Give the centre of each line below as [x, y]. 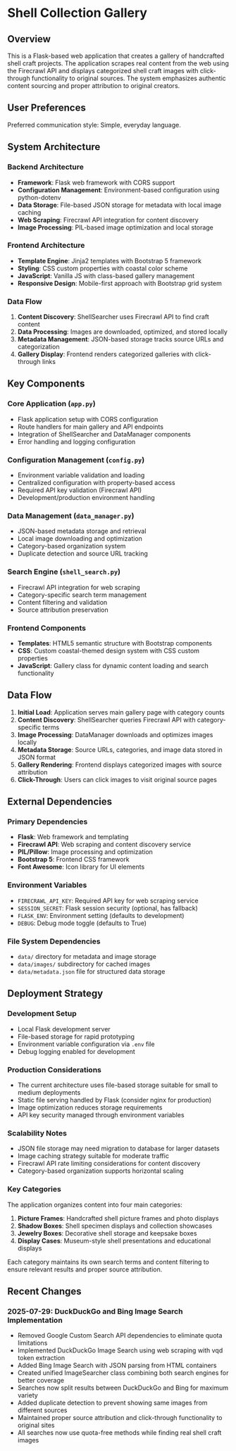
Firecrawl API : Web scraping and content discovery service [104, 844]
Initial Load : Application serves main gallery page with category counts [121, 712]
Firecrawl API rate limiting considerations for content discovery [109, 1164]
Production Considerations [55, 1069]
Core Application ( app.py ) [52, 404]
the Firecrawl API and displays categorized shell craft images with [103, 71]
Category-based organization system [72, 546]
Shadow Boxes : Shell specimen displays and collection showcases [115, 1226]
